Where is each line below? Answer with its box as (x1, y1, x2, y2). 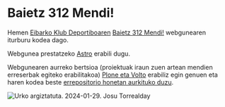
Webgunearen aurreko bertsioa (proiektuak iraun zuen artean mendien (7, 63, 214, 71)
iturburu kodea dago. (7, 35, 69, 44)
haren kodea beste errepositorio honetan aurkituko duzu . (7, 77, 174, 86)
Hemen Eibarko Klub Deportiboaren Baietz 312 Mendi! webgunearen (7, 28, 207, 37)
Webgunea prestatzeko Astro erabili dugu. (7, 49, 131, 58)
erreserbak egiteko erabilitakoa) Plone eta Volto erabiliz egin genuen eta (7, 70, 218, 79)
